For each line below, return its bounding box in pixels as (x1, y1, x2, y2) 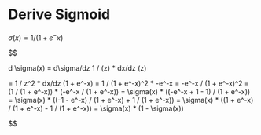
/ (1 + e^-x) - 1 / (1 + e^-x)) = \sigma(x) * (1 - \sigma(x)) (8, 104, 185, 113)
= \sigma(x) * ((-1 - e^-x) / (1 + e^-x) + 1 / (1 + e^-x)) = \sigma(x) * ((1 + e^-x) (8, 95, 254, 104)
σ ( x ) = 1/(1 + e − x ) (8, 31, 64, 42)
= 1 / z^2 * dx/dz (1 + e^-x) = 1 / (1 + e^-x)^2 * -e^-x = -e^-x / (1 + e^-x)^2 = (8, 78, 249, 88)
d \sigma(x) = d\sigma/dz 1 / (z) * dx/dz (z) (8, 63, 147, 72)
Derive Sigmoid (8, 5, 111, 24)
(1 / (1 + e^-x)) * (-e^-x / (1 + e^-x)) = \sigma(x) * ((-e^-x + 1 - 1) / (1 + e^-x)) (8, 86, 251, 96)
